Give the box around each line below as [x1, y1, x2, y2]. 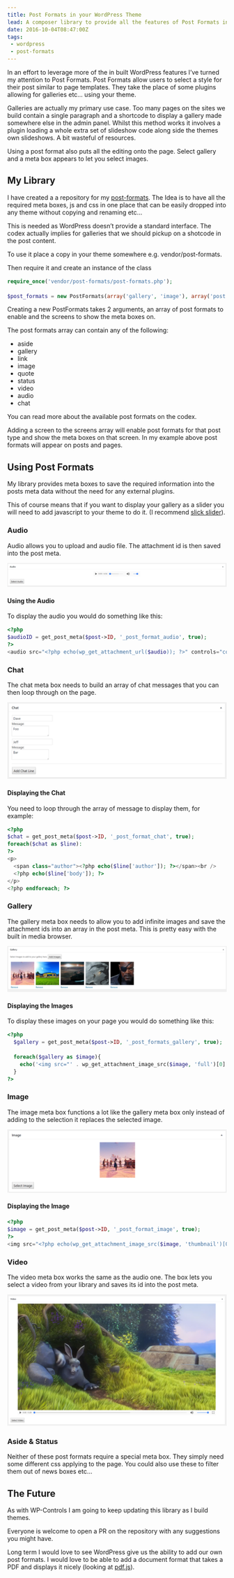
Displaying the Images [7, 1001, 73, 1010]
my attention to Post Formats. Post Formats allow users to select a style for [7, 75, 222, 84]
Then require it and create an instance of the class [7, 263, 152, 272]
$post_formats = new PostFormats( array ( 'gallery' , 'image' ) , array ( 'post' [7, 293, 229, 300]
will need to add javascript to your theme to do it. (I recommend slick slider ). [7, 508, 226, 517]
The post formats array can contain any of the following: [7, 326, 169, 334]
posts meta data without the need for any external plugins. [7, 487, 175, 496]
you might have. [7, 1535, 54, 1543]
